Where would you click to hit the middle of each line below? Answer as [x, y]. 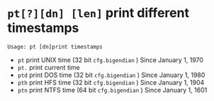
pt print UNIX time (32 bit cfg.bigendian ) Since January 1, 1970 [111, 60]
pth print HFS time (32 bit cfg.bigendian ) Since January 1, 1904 [111, 82]
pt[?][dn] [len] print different [98, 13]
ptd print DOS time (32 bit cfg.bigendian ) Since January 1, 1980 [111, 75]
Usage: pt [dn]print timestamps [55, 47]
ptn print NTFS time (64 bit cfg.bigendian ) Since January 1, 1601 [112, 90]
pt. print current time [49, 67]
